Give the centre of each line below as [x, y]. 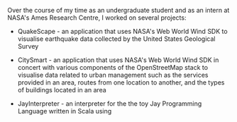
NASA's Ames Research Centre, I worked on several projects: [97, 18]
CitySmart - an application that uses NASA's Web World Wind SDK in [118, 60]
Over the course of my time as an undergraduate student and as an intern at [118, 10]
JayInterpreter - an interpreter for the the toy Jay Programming [110, 104]
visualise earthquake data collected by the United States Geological [116, 39]
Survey [28, 46]
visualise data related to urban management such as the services [113, 75]
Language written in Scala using [65, 111]
